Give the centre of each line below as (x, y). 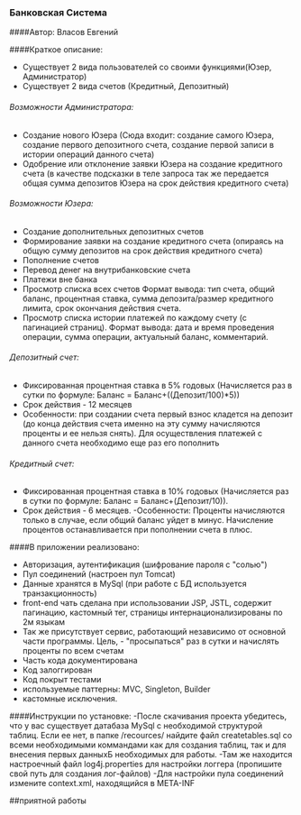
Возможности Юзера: (51, 204)
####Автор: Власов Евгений (64, 32)
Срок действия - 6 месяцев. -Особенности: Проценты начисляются (154, 510)
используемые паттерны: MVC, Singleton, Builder (116, 689)
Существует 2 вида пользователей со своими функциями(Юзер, (147, 67)
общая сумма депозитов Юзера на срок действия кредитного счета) (155, 183)
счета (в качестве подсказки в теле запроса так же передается (145, 173)
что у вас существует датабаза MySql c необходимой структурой (136, 726)
